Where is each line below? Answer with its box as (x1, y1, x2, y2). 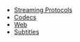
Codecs (13, 13, 37, 21)
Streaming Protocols (13, 6, 73, 14)
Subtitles (13, 28, 40, 36)
